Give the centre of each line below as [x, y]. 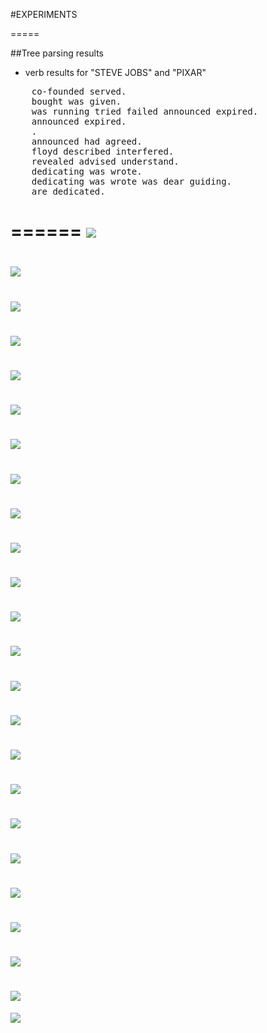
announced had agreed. [87, 141]
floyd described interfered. [103, 151]
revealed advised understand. [105, 161]
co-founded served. [79, 91]
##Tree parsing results [57, 53]
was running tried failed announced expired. [145, 111]
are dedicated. [68, 191]
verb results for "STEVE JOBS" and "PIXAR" [115, 72]
